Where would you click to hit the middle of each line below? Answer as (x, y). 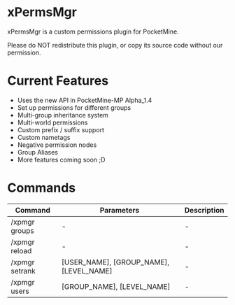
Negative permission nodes (57, 145)
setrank (23, 271)
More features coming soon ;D (61, 159)
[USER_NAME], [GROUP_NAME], (116, 262)
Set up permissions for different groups (74, 107)
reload (21, 250)
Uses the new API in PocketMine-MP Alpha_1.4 (85, 100)
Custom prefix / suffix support (61, 129)
